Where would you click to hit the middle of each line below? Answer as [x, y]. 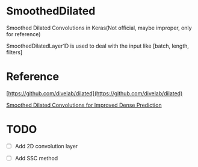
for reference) [23, 34]
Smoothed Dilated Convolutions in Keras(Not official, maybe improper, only [99, 28]
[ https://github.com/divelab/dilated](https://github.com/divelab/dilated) [94, 93]
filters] [14, 52]
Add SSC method [36, 158]
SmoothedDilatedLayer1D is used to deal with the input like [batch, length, [98, 46]
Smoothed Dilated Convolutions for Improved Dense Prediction [84, 105]
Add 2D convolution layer [46, 146]
